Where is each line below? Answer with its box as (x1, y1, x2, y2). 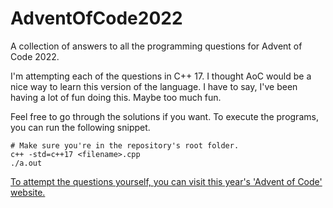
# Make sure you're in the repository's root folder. (10, 140, 240, 151)
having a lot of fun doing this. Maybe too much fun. (10, 91, 222, 103)
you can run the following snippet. (10, 121, 151, 133)
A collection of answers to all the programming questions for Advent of (10, 40, 303, 52)
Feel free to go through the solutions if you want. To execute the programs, (10, 110, 319, 122)
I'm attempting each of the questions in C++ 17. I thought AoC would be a (10, 70, 312, 82)
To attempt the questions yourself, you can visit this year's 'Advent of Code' (10, 175, 323, 187)
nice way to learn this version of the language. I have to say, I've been (10, 80, 298, 92)
